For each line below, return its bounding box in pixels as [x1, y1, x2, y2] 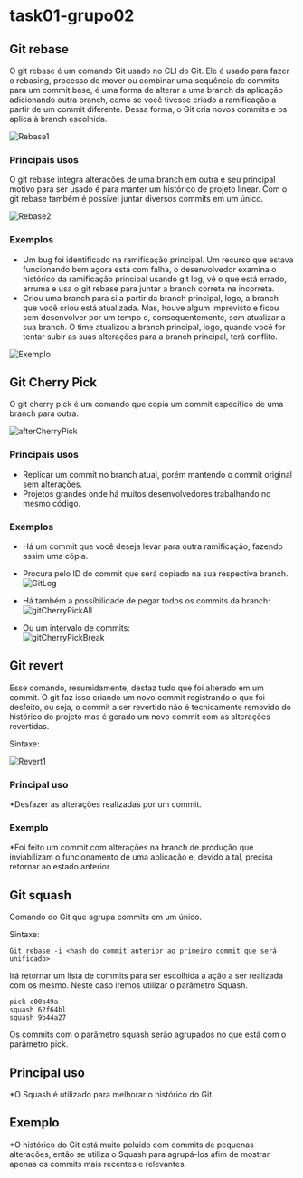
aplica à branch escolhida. [9, 114, 108, 124]
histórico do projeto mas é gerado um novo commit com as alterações [9, 711, 271, 722]
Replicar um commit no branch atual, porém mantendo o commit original [22, 469, 292, 480]
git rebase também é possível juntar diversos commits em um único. [9, 194, 264, 204]
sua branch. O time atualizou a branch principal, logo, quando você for [22, 321, 287, 332]
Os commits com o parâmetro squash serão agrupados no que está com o [9, 1029, 287, 1040]
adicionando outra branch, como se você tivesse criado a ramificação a [9, 94, 277, 105]
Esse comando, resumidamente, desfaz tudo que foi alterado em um [9, 682, 265, 693]
